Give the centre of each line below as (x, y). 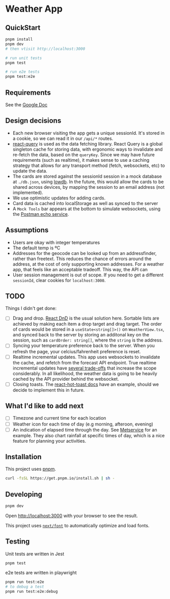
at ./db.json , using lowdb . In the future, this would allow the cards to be (88, 182)
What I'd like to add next (45, 406)
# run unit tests (24, 58)
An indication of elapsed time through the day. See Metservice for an (85, 430)
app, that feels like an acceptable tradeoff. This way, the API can (80, 269)
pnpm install (19, 39)
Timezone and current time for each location (59, 418)
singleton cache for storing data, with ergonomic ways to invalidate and (88, 149)
